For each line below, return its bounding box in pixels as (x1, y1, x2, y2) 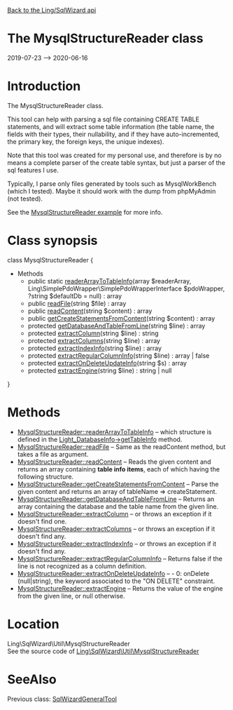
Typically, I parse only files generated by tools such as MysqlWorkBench (7, 179, 217, 188)
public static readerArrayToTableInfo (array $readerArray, (27, 276, 192, 285)
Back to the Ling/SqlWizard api (7, 6, 97, 14)
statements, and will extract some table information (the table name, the (7, 122, 215, 130)
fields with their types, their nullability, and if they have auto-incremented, (7, 130, 220, 138)
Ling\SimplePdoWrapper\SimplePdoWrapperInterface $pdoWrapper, (27, 284, 225, 293)
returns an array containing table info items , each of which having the (17, 464, 220, 473)
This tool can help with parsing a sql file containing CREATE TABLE (7, 115, 199, 123)
